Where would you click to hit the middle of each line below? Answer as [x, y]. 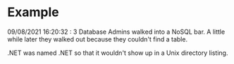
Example [33, 12]
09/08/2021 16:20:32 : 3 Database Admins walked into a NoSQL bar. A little [116, 32]
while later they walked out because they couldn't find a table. [98, 39]
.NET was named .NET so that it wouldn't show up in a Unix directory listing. [118, 53]
